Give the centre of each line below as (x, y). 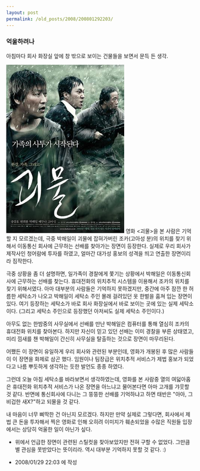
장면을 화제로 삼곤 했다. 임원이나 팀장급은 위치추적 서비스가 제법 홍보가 (101, 358)
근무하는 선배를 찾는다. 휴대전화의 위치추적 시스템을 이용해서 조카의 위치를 (103, 281)
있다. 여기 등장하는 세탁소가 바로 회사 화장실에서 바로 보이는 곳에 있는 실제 (92, 303)
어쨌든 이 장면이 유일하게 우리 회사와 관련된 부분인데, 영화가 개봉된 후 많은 (92, 351)
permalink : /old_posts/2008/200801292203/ (60, 19)
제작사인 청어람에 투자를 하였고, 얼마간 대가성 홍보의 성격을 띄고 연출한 (88, 253)
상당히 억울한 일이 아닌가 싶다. (57, 429)
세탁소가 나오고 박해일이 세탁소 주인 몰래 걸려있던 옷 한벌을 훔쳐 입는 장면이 (105, 296)
